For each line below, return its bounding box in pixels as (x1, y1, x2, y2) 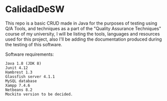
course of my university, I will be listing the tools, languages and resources (5, 31, 160, 37)
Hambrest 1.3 (5, 69, 33, 75)
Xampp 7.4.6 (5, 83, 30, 88)
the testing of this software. (5, 41, 62, 47)
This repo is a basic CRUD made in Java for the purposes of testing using (5, 20, 157, 26)
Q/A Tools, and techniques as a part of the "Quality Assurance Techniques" (5, 25, 161, 31)
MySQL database (5, 78, 37, 83)
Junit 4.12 (5, 65, 28, 70)
